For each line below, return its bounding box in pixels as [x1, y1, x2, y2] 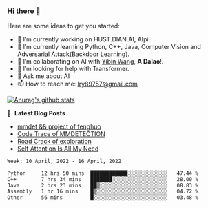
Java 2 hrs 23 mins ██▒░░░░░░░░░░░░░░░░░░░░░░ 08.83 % [7, 182, 198, 189]
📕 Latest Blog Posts [7, 109, 65, 117]
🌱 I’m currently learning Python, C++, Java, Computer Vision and [17, 43, 202, 51]
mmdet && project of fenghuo [17, 122, 101, 131]
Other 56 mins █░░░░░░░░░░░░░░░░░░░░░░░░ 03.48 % [7, 194, 198, 201]
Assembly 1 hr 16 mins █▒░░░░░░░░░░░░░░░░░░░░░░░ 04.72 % [7, 188, 198, 196]
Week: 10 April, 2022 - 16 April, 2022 [7, 158, 122, 165]
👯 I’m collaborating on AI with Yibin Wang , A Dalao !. [17, 57, 164, 66]
